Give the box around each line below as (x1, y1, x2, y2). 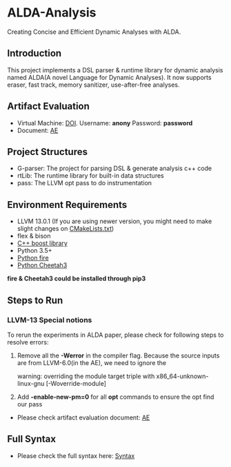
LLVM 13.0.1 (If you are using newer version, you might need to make (17, 217, 212, 225)
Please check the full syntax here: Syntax (17, 451, 135, 459)
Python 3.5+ (17, 247, 53, 255)
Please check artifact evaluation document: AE (17, 413, 150, 422)
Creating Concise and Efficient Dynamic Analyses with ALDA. (7, 28, 181, 36)
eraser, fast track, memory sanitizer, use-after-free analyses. (7, 81, 180, 89)
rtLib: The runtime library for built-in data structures (17, 172, 164, 180)
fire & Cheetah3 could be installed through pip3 (7, 274, 146, 283)
